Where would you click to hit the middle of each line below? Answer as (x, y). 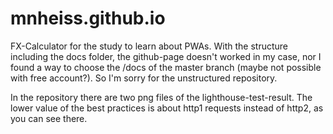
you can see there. (49, 118)
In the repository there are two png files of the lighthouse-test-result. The (161, 97)
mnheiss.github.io (88, 18)
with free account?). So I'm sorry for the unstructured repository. (144, 78)
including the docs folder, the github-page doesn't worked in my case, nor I (166, 56)
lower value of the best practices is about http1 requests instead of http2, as (167, 108)
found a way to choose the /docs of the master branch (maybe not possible (166, 67)
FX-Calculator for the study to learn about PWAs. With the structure (149, 46)
